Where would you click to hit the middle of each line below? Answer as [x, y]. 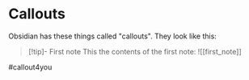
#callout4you [30, 67]
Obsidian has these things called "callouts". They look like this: [112, 36]
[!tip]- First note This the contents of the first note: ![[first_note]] [135, 51]
